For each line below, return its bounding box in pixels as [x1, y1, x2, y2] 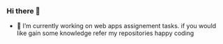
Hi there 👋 [6, 6, 41, 16]
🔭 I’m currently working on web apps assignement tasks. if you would [16, 22, 217, 30]
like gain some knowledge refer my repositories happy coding [16, 29, 194, 37]
